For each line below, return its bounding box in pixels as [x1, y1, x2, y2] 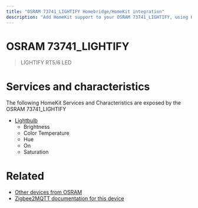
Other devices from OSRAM [14, 188, 82, 196]
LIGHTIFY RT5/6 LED [20, 59, 72, 66]
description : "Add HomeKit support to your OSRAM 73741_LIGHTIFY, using [6, 14, 189, 20]
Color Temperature [23, 129, 70, 136]
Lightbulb [14, 117, 38, 124]
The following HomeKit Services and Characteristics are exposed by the [6, 99, 181, 106]
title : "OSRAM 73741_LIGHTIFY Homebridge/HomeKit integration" [6, 8, 165, 15]
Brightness [23, 123, 50, 131]
